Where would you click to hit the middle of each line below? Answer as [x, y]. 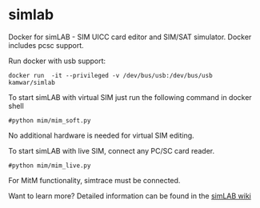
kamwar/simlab [32, 82]
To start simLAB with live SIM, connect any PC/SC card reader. [111, 150]
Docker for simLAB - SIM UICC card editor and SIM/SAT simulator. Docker [130, 37]
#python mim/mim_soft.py [50, 120]
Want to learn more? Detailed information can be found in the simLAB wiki [130, 196]
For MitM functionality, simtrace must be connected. [94, 180]
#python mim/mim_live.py [50, 166]
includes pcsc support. [46, 45]
